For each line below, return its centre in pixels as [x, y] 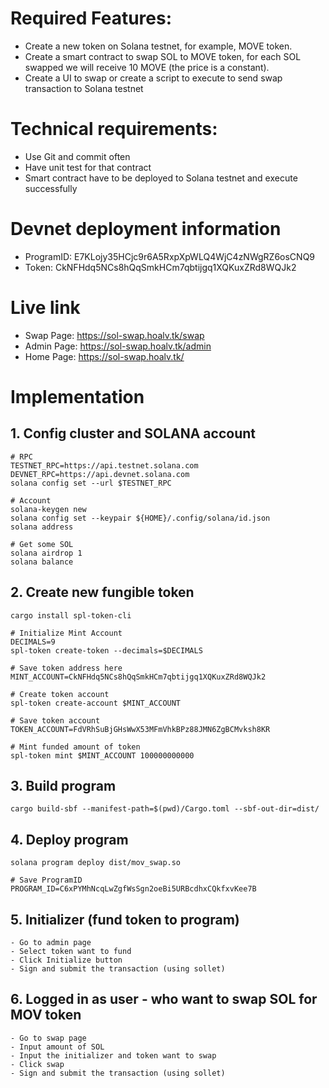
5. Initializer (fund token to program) [125, 919]
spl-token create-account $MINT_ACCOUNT [96, 703]
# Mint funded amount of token [75, 747]
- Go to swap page [48, 1038]
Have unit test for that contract [88, 167]
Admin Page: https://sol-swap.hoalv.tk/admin [118, 346]
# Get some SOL [42, 544]
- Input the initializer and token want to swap [113, 1055]
